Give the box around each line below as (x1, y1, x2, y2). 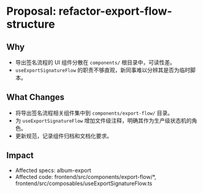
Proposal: (6, 4, 56, 18)
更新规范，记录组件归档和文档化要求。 (15, 132, 112, 139)
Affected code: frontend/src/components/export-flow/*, (15, 173, 156, 180)
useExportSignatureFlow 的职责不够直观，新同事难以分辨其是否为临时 (15, 66, 191, 74)
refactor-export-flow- (58, 4, 173, 18)
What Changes (6, 92, 65, 102)
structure (6, 17, 55, 31)
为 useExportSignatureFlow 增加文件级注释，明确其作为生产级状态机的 (15, 116, 192, 124)
